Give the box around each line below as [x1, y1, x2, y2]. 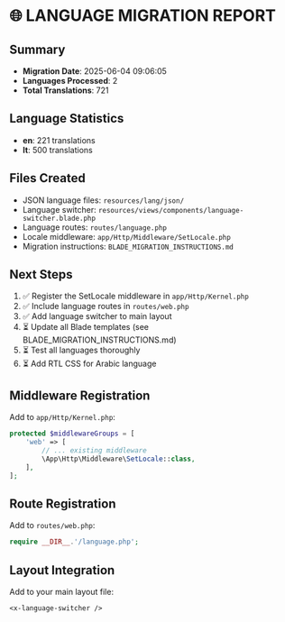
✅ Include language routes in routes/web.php [22, 301, 189, 312]
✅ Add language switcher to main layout [22, 311, 172, 322]
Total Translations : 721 [22, 85, 109, 96]
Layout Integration [9, 563, 115, 578]
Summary [9, 41, 66, 57]
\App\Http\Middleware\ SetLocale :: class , [41, 454, 196, 463]
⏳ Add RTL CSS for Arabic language [22, 358, 157, 370]
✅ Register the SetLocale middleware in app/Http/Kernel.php [22, 290, 250, 302]
